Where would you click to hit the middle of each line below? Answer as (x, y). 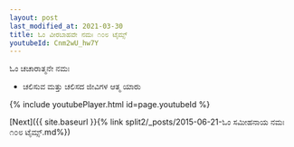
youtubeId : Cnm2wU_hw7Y (54, 43)
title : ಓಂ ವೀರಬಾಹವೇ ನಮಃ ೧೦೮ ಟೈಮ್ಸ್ (69, 34)
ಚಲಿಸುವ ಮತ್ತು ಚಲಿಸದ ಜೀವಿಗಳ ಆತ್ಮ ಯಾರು (82, 87)
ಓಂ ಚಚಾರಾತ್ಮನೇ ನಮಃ (40, 69)
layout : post (34, 18)
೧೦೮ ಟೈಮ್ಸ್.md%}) (40, 133)
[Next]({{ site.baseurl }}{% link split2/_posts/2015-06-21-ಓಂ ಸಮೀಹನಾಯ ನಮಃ (147, 122)
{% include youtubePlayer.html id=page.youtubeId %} (110, 105)
